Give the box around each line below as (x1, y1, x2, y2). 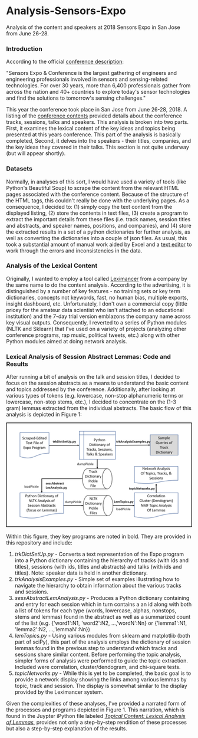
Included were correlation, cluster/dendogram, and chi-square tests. (14, 663, 181, 670)
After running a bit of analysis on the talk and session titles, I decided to (6, 373, 180, 381)
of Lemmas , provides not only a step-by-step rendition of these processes (6, 719, 187, 726)
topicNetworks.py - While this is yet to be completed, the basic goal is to (14, 670, 192, 677)
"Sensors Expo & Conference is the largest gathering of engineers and (6, 70, 177, 77)
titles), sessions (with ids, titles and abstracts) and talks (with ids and (14, 563, 182, 570)
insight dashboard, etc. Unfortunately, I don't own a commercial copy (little (6, 300, 187, 307)
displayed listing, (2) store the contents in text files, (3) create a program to (6, 209, 189, 217)
